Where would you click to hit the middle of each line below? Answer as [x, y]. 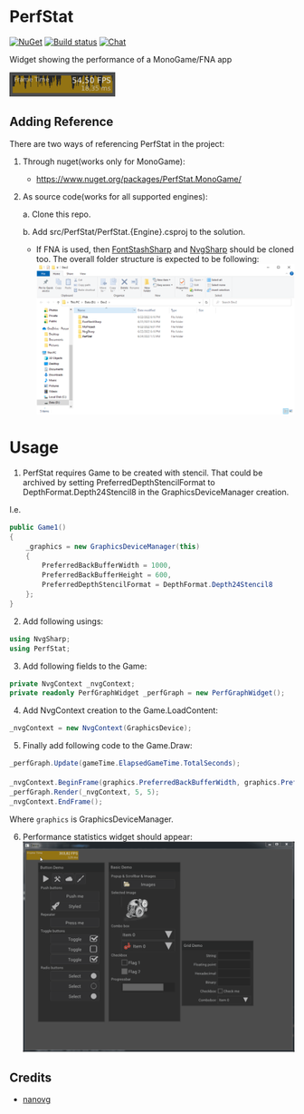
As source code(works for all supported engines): [115, 196]
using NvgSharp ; [40, 639]
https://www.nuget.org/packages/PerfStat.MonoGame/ [139, 179]
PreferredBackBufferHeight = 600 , [107, 575]
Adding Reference [62, 122]
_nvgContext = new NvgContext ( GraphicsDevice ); [101, 728]
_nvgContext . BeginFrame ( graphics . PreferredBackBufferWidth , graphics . [145, 782]
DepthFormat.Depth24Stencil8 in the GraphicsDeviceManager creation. [156, 492]
